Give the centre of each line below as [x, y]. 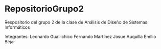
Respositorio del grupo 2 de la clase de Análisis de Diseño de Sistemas [76, 22]
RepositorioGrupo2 [44, 9]
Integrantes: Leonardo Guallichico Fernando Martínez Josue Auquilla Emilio [80, 37]
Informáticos [17, 27]
